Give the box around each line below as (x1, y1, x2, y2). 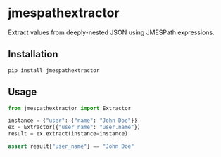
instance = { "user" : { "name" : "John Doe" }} (8, 117, 138, 124)
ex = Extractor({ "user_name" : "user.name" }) (8, 124, 141, 131)
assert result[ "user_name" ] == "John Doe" (8, 143, 134, 150)
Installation (8, 48, 58, 60)
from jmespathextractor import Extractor (8, 104, 132, 111)
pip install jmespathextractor (8, 67, 100, 74)
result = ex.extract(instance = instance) (8, 130, 129, 137)
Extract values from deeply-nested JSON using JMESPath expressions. (8, 28, 215, 36)
